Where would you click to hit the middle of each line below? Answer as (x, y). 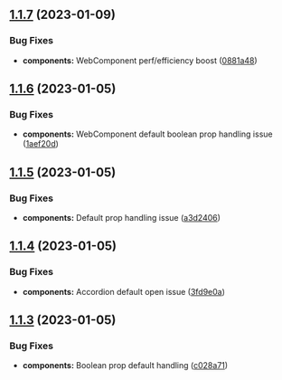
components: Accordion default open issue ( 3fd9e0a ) (124, 291)
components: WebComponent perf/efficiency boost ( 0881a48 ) (140, 60)
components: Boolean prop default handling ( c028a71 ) (125, 366)
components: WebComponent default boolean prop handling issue (147, 134)
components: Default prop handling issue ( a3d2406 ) (122, 218)
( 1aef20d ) (40, 144)
